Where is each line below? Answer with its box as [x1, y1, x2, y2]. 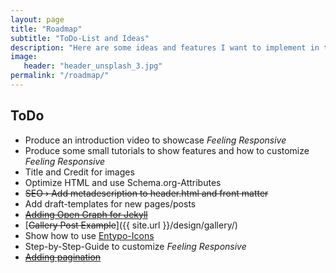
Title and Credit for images [24, 166, 135, 178]
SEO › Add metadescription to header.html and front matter [24, 187, 269, 199]
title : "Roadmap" [10, 24, 83, 34]
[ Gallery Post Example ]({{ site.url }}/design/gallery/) [24, 219, 238, 231]
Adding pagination [24, 251, 102, 263]
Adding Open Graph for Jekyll [24, 208, 148, 220]
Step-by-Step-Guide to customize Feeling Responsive [24, 240, 247, 252]
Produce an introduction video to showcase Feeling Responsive [24, 134, 287, 146]
